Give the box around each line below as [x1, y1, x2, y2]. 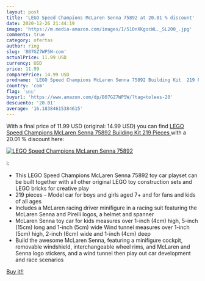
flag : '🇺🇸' [6, 89, 37, 95]
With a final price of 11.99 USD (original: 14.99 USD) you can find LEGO [6, 122, 184, 130]
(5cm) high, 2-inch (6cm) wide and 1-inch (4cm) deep [15, 230, 151, 237]
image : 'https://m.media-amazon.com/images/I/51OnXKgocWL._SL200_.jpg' [6, 26, 192, 32]
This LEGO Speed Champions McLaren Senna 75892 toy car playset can [15, 172, 198, 179]
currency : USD [6, 60, 43, 66]
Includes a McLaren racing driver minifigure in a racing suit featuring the [15, 204, 197, 211]
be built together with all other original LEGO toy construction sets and [15, 178, 192, 185]
